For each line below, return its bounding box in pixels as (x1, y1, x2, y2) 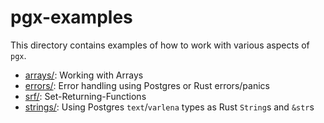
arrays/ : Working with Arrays (24, 69, 144, 81)
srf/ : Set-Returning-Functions (24, 90, 147, 102)
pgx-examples (10, 6, 133, 29)
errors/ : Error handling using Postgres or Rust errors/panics (24, 79, 270, 91)
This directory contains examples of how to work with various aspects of (10, 39, 310, 51)
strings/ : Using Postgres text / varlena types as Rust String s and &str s (24, 101, 315, 113)
